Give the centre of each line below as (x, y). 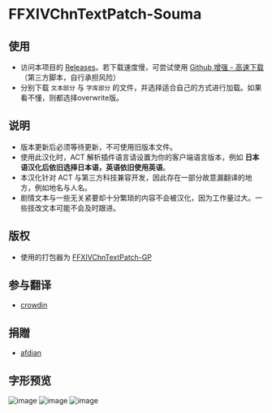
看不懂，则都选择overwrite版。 (71, 98)
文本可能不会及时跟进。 (81, 207)
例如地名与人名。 (63, 187)
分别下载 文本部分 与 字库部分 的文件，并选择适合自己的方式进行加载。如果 (141, 87)
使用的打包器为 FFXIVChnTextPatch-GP (86, 257)
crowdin (34, 305)
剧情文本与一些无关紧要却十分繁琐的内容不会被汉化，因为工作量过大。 (138, 198)
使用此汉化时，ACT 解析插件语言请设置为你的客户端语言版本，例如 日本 (140, 157)
